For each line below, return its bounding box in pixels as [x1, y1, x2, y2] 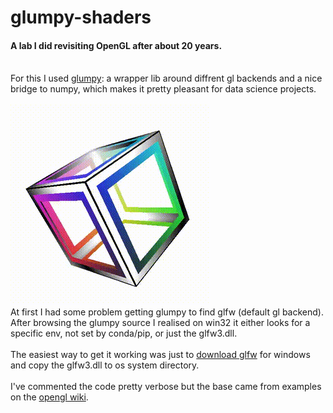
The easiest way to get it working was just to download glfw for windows [10, 349, 311, 361]
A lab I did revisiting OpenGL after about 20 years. [10, 39, 223, 51]
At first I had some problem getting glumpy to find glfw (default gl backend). [10, 306, 324, 318]
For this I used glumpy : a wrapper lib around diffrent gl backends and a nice [10, 72, 323, 85]
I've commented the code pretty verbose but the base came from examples [10, 381, 322, 393]
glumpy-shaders [10, 6, 152, 29]
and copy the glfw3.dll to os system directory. [10, 359, 200, 371]
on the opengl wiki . [10, 391, 89, 403]
